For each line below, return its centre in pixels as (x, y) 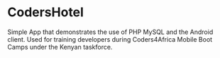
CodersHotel (45, 12)
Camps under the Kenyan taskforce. (60, 47)
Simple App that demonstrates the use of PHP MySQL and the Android (110, 32)
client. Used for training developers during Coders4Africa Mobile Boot (110, 39)
